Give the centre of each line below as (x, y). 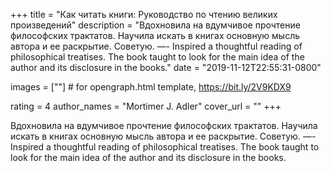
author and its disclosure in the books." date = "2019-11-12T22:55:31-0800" (166, 67)
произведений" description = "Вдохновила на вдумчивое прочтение (155, 25)
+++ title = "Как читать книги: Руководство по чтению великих (144, 14)
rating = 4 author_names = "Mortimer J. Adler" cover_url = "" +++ (146, 106)
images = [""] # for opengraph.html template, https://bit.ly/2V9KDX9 (151, 87)
